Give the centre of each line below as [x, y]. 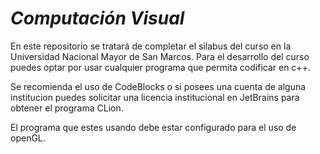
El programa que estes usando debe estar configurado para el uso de [153, 127]
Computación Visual [97, 18]
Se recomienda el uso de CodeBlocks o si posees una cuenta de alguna [158, 86]
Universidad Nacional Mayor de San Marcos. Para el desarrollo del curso [160, 56]
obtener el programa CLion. [67, 108]
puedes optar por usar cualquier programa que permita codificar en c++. [160, 67]
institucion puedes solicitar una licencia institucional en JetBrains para [155, 97]
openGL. [28, 138]
